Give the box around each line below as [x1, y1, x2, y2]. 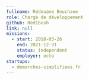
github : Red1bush [6, 20, 49, 26]
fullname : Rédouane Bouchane [6, 8, 78, 15]
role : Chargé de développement [6, 14, 84, 20]
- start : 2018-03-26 [11, 36, 62, 42]
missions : [6, 31, 31, 37]
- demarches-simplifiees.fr [11, 64, 81, 70]
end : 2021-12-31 [17, 42, 58, 48]
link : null [6, 25, 33, 31]
